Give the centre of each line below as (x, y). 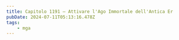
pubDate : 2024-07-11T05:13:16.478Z (51, 17)
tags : (13, 22)
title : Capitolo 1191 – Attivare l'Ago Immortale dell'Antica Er (89, 11)
